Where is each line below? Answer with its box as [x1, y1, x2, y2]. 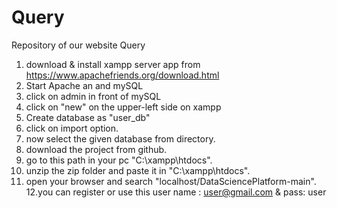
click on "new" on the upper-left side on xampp [25, 101, 222, 113]
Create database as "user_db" [25, 111, 151, 123]
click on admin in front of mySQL [25, 90, 162, 102]
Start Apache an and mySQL [25, 79, 144, 91]
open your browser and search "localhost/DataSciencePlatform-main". [25, 175, 317, 187]
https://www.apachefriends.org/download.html [25, 69, 220, 81]
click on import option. [25, 122, 119, 134]
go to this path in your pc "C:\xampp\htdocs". [25, 154, 213, 166]
